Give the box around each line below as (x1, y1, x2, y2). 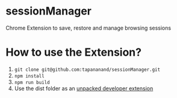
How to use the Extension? (5, 45, 142, 59)
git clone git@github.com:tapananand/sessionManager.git (14, 67, 161, 73)
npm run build (14, 79, 50, 85)
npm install (14, 73, 45, 79)
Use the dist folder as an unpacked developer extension (14, 85, 154, 92)
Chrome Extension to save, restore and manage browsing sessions (5, 24, 172, 31)
